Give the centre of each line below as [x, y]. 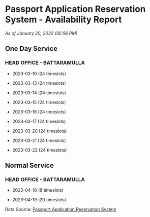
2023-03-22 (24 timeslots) [40, 150]
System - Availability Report [63, 19]
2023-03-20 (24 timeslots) [40, 131]
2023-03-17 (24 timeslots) [39, 121]
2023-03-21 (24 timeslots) [39, 140]
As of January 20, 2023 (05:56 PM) [41, 33]
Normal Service [30, 165]
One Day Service [31, 49]
